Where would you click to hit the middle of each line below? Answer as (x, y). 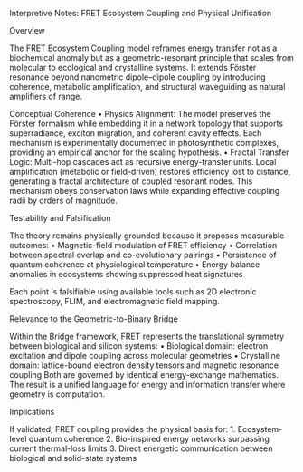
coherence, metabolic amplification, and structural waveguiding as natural (147, 87)
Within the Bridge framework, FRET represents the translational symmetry (147, 336)
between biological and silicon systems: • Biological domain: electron (139, 346)
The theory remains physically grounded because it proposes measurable (147, 236)
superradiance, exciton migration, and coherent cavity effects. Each (136, 133)
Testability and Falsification (60, 218)
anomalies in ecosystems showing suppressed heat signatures (126, 274)
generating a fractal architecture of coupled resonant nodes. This (131, 181)
